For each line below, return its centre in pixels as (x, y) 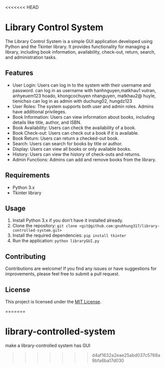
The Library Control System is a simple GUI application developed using (79, 41)
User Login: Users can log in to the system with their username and (82, 85)
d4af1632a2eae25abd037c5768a (126, 355)
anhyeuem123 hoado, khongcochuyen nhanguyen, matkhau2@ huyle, (84, 96)
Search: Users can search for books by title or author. (68, 143)
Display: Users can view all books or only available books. (72, 149)
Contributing (25, 257)
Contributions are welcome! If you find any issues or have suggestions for (81, 269)
